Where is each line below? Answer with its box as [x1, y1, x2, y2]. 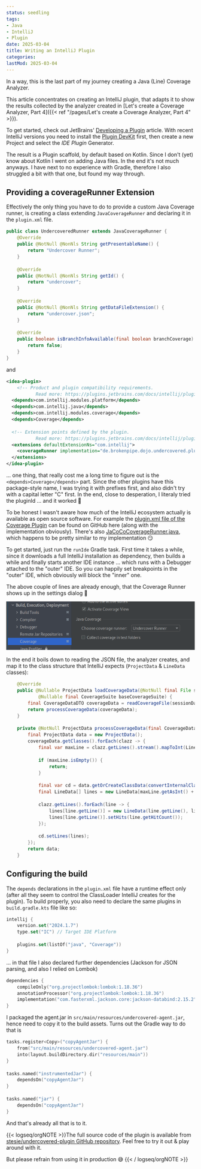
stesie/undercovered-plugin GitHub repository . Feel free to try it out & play [6, 1137, 190, 1144]
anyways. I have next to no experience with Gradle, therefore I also [6, 163, 171, 171]
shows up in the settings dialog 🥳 [6, 589, 88, 597]
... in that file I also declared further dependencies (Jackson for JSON [6, 959, 178, 966]
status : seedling [6, 10, 50, 16]
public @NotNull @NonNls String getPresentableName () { [17, 241, 160, 247]
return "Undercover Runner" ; [28, 247, 100, 254]
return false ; [28, 342, 63, 348]
